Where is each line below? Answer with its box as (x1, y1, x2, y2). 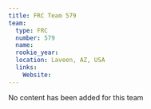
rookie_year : (15, 49, 59, 56)
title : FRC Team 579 (8, 11, 77, 20)
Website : (22, 71, 52, 79)
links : (15, 64, 38, 72)
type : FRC (15, 26, 48, 34)
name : (15, 41, 34, 49)
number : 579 (15, 33, 56, 42)
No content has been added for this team (8, 92, 144, 102)
